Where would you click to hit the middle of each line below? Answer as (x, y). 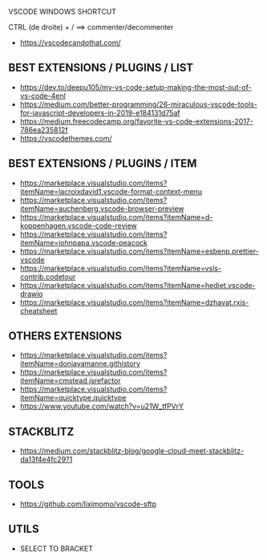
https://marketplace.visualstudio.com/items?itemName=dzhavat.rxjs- (134, 302)
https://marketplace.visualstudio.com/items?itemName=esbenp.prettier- (139, 251)
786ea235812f (44, 130)
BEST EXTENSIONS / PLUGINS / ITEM (103, 164)
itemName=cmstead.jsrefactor (70, 381)
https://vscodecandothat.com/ (70, 43)
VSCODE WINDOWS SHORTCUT (63, 12)
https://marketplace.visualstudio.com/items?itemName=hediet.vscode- (138, 285)
